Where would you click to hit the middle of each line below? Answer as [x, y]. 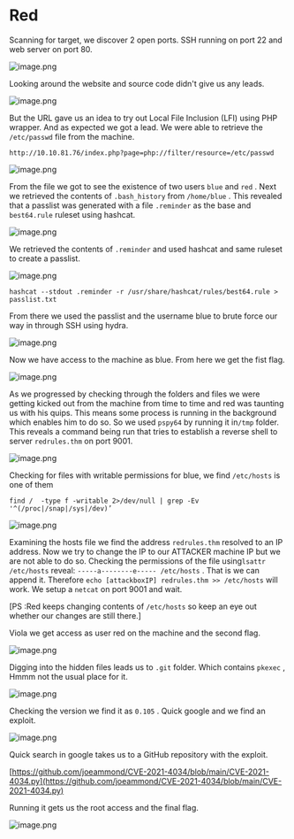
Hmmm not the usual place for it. [68, 676]
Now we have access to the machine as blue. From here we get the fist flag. [147, 359]
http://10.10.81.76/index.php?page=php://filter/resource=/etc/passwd [142, 153]
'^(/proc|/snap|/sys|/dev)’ [61, 508]
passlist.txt [33, 299]
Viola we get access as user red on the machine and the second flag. [135, 633]
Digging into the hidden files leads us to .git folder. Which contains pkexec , [147, 667]
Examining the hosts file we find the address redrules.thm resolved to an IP [146, 542]
